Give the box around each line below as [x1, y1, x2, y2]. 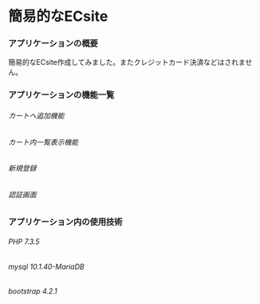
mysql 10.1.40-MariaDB [8, 262, 85, 271]
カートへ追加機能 [8, 111, 65, 120]
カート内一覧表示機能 [8, 137, 78, 146]
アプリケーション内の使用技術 [8, 217, 123, 228]
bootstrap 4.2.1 [8, 286, 57, 296]
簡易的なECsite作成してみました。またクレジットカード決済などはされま [8, 58, 246, 67]
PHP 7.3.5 [8, 237, 40, 246]
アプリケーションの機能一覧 [8, 90, 115, 101]
